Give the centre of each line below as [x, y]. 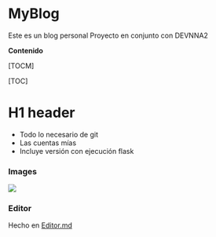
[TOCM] [21, 66]
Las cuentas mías [48, 143]
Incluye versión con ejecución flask [77, 151]
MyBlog [34, 14]
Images [23, 171]
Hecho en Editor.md [40, 225]
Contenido [26, 50]
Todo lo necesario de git [59, 134]
